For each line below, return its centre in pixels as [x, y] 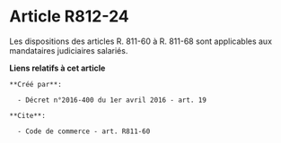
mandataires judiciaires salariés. [69, 50]
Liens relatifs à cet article [57, 68]
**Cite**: [28, 115]
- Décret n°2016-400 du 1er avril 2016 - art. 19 [112, 100]
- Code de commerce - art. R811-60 [84, 131]
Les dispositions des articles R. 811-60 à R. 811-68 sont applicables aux [140, 41]
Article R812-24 [70, 17]
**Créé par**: [36, 84]
